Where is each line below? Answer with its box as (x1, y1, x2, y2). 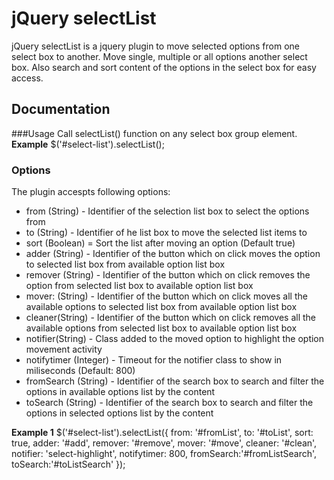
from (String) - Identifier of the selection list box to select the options (25, 205, 310, 217)
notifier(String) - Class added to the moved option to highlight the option (25, 333, 325, 345)
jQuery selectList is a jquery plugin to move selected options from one (11, 40, 301, 52)
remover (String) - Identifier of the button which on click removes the (25, 269, 311, 281)
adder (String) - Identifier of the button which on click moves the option (25, 248, 321, 260)
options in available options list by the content (25, 386, 216, 398)
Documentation (11, 101, 111, 118)
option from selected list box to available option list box (25, 280, 254, 292)
